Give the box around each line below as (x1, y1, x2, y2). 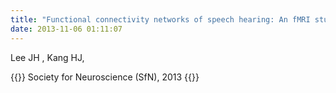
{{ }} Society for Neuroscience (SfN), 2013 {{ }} (10, 71, 200, 83)
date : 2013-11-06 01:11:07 (10, 24, 123, 34)
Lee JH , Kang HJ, (10, 51, 85, 63)
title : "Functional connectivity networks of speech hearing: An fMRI (10, 14, 311, 25)
